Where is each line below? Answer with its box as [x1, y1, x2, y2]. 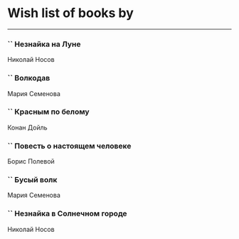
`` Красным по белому [7, 107, 90, 117]
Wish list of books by [7, 5, 134, 21]
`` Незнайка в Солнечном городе [7, 208, 127, 218]
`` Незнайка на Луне [7, 39, 81, 49]
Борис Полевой [7, 157, 55, 166]
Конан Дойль [7, 123, 48, 132]
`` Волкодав [7, 73, 51, 83]
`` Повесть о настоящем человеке [7, 141, 132, 151]
